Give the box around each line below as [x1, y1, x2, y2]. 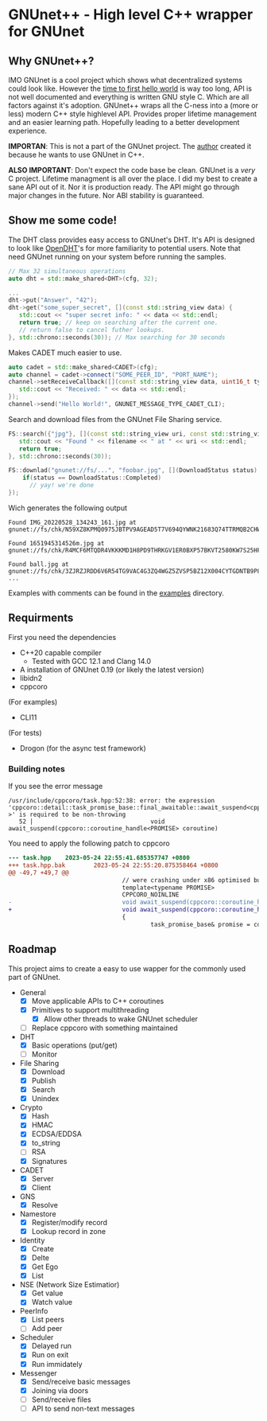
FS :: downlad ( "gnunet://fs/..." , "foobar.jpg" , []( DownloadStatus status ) [8, 467, 258, 474]
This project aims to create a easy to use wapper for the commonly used [8, 963, 246, 973]
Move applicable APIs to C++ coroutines [31, 996, 164, 1005]
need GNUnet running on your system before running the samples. [8, 252, 226, 261]
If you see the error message [8, 782, 103, 791]
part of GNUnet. [8, 972, 61, 982]
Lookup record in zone [31, 1226, 106, 1236]
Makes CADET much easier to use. [8, 348, 122, 357]
